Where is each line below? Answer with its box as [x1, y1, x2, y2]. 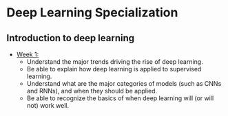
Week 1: [16, 50, 39, 58]
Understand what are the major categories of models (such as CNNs [26, 80, 222, 87]
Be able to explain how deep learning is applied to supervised [26, 65, 202, 73]
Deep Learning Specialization [6, 5, 178, 21]
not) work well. [26, 102, 70, 109]
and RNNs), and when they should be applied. [26, 87, 158, 95]
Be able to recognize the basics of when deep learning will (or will [26, 94, 214, 102]
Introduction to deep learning [6, 32, 135, 44]
